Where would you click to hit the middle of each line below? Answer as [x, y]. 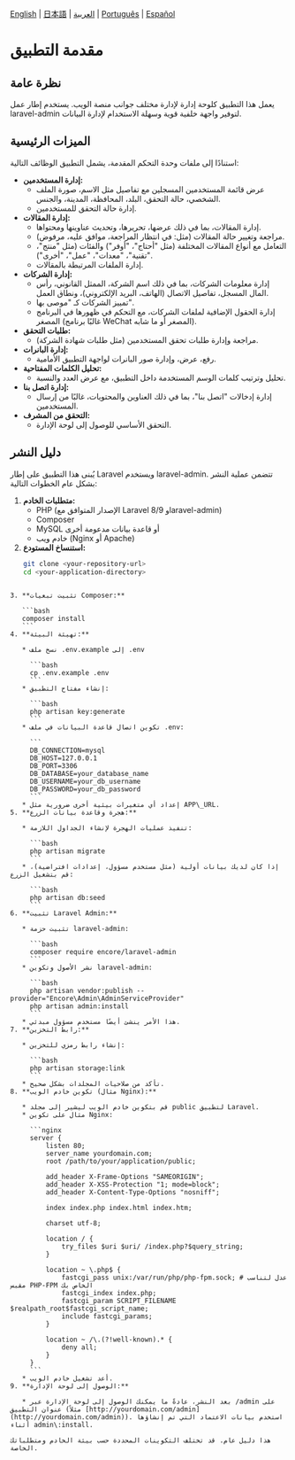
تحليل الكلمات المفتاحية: [62, 368]
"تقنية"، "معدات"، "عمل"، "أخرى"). [95, 255]
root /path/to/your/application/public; [121, 1161]
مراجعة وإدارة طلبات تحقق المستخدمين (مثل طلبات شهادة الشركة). [147, 339]
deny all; [79, 1347]
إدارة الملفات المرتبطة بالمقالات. [90, 264]
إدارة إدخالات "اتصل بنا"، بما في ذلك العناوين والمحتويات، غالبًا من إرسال [154, 396]
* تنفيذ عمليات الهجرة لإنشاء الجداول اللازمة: [107, 828]
